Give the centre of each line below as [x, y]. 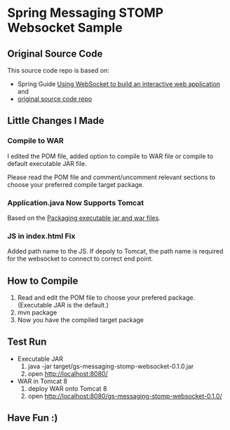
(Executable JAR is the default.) [63, 305]
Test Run [27, 342]
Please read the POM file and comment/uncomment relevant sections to [111, 177]
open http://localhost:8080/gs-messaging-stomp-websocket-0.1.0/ [125, 396]
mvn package [37, 312]
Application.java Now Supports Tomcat [76, 202]
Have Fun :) [33, 418]
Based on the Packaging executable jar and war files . [84, 218]
